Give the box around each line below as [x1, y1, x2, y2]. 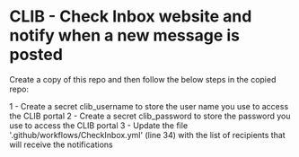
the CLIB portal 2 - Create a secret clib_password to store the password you [9, 110, 291, 121]
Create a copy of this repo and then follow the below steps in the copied [9, 74, 277, 84]
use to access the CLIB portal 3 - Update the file [9, 119, 189, 131]
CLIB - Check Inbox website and [9, 6, 252, 27]
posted [9, 45, 63, 65]
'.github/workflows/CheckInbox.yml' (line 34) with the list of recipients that [9, 129, 286, 140]
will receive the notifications [9, 139, 114, 150]
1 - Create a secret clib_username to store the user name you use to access [9, 100, 289, 111]
